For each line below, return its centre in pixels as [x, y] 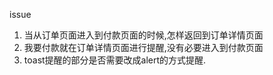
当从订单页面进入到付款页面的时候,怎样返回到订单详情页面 [143, 35]
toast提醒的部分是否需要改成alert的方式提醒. [115, 60]
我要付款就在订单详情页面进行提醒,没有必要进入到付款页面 [143, 47]
